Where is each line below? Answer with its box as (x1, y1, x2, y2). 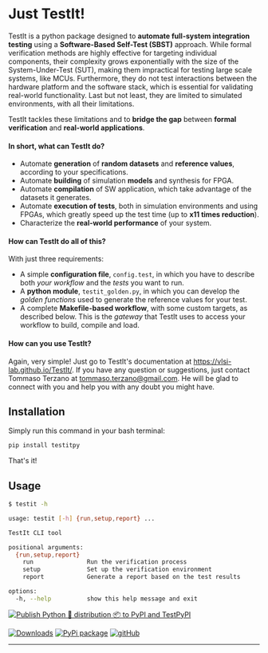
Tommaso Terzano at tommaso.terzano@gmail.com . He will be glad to (8, 373, 239, 383)
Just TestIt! (8, 5, 85, 23)
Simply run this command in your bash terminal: (8, 426, 165, 435)
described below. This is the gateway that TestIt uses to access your (19, 312, 246, 321)
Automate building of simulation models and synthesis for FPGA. (19, 176, 234, 186)
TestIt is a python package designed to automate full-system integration (8, 31, 250, 41)
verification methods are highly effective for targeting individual (8, 48, 217, 57)
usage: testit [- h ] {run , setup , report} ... (8, 514, 156, 522)
